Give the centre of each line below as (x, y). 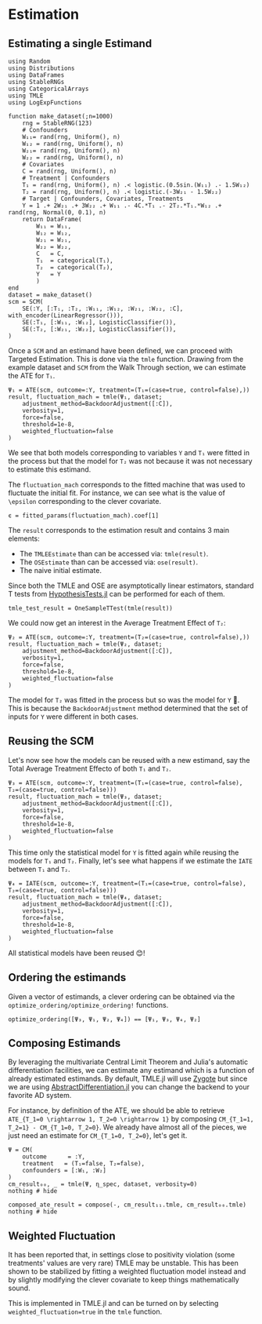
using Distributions (42, 68)
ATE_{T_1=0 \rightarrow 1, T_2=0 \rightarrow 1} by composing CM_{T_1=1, (131, 1119)
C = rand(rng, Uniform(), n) (70, 171)
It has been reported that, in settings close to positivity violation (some (122, 1255)
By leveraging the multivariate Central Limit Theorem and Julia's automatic (128, 1062)
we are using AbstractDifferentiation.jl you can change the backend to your (129, 1087)
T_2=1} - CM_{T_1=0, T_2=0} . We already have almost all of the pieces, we (127, 1127)
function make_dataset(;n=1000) (61, 116)
